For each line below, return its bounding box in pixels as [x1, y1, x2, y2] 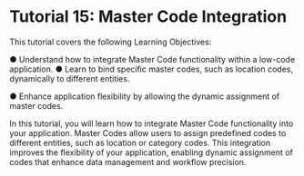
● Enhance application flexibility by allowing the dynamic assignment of [9, 91, 280, 102]
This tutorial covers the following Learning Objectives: [9, 36, 212, 47]
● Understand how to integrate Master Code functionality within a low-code [9, 54, 296, 64]
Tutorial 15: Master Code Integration [9, 6, 288, 27]
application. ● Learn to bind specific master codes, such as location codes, [9, 64, 294, 74]
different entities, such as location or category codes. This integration [9, 137, 271, 148]
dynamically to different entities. [9, 73, 130, 83]
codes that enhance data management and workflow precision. [9, 156, 247, 167]
